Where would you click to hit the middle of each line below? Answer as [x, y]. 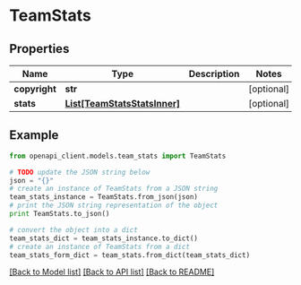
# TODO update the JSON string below [80, 172]
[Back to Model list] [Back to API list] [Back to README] [112, 272]
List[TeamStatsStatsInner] [123, 104]
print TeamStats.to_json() [60, 214]
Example [34, 135]
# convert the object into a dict [74, 229]
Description [214, 74]
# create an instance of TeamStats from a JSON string [114, 189]
